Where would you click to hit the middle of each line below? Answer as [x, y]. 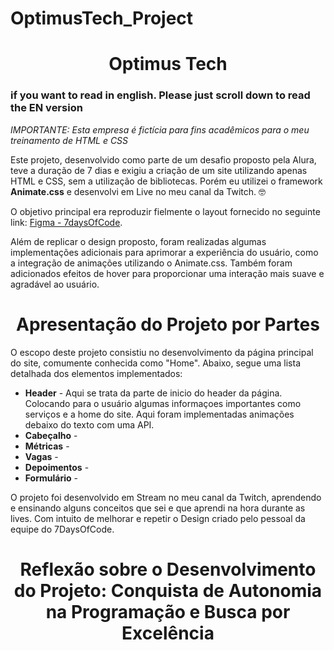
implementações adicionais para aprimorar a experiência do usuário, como [164, 252]
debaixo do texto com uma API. [89, 424]
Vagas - [41, 456]
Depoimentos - [57, 467]
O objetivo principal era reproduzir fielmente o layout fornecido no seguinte [165, 211]
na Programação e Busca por [168, 611]
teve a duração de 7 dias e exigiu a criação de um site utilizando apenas [159, 170]
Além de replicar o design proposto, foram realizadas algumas [138, 241]
